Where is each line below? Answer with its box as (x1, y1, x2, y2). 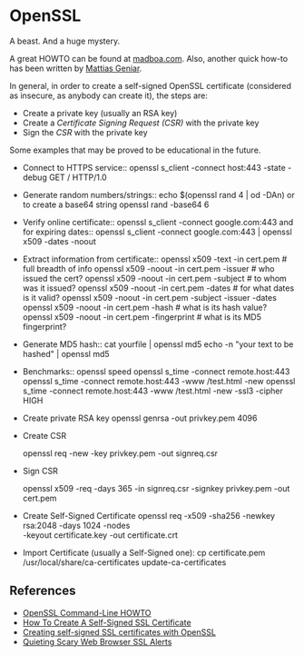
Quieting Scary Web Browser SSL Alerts (22, 636, 172, 647)
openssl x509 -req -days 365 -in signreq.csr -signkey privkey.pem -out (22, 482, 290, 493)
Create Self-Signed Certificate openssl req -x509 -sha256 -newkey (22, 510, 275, 521)
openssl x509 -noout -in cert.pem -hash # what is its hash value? (22, 302, 268, 313)
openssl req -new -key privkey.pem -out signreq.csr (22, 447, 219, 459)
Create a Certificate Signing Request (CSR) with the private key (22, 117, 260, 128)
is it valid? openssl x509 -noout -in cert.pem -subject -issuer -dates (22, 292, 277, 303)
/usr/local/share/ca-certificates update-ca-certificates (22, 556, 227, 568)
